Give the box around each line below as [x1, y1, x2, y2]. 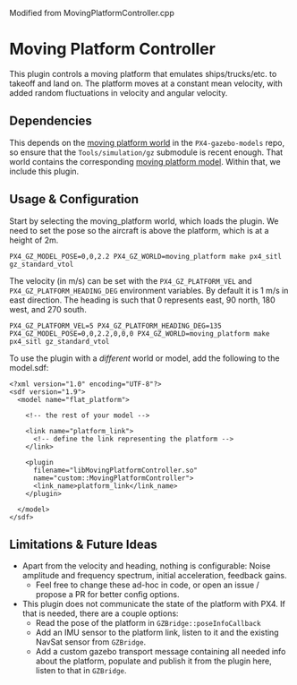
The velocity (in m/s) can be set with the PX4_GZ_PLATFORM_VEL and [9, 275, 252, 286]
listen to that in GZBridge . [35, 665, 127, 676]
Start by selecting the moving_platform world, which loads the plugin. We [9, 215, 279, 227]
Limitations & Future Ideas [9, 536, 158, 552]
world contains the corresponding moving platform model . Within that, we [9, 156, 281, 167]
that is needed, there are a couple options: [21, 608, 179, 619]
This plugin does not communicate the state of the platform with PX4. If [21, 599, 286, 610]
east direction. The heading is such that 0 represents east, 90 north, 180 [9, 295, 276, 305]
